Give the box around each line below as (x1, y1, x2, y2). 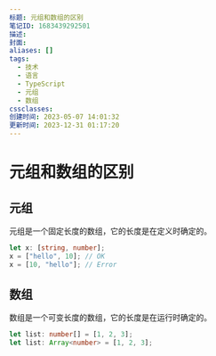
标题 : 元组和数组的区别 (9, 12, 84, 22)
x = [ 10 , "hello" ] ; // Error (9, 260, 117, 269)
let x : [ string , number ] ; (9, 244, 105, 253)
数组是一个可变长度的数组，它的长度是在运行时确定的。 (9, 312, 212, 323)
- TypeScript (17, 79, 66, 88)
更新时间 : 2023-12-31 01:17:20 (9, 121, 120, 130)
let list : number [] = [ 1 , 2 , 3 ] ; (9, 330, 133, 339)
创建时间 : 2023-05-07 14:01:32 (9, 112, 120, 121)
